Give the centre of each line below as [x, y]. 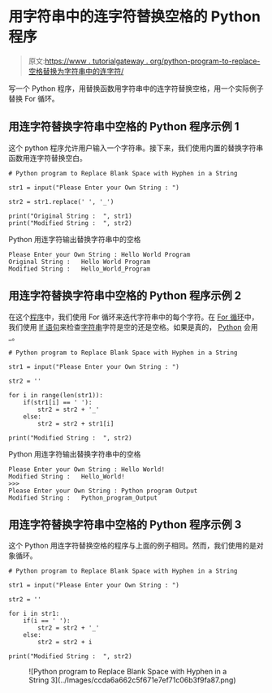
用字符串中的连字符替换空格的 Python [135, 17]
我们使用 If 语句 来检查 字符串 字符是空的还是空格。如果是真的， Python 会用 [133, 327]
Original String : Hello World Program [80, 262]
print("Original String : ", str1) [70, 216]
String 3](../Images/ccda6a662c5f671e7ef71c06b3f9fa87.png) [133, 680]
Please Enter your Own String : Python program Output [103, 491]
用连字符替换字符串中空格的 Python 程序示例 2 [125, 296]
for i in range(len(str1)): [56, 395]
